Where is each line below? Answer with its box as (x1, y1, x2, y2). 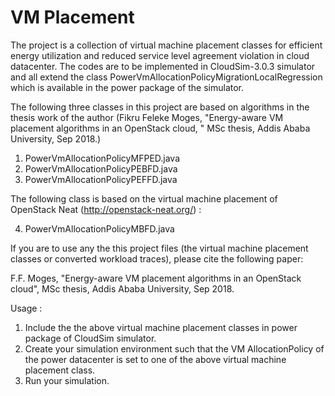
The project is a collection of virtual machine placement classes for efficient (10, 39, 323, 51)
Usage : (10, 302, 43, 314)
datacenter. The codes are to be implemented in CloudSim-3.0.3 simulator (10, 60, 316, 72)
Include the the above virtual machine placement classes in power (24, 321, 298, 333)
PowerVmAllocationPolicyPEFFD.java (24, 173, 178, 185)
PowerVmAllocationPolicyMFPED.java (24, 152, 181, 164)
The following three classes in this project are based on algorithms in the (10, 101, 310, 113)
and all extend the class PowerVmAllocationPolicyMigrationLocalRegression (10, 71, 323, 83)
